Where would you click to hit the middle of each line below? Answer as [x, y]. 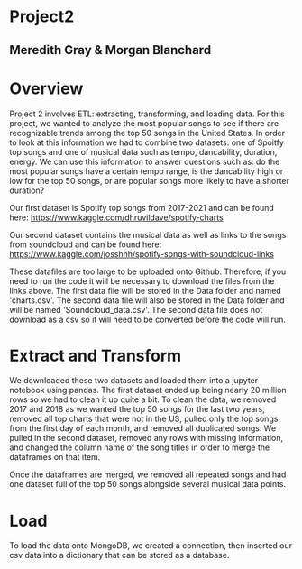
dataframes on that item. [55, 457]
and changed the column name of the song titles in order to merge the [140, 447]
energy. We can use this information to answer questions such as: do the [145, 161]
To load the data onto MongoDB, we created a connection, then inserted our [151, 546]
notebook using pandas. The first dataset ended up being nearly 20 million [148, 390]
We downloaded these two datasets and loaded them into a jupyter [134, 381]
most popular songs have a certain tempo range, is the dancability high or [146, 171]
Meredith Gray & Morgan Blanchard [110, 50]
